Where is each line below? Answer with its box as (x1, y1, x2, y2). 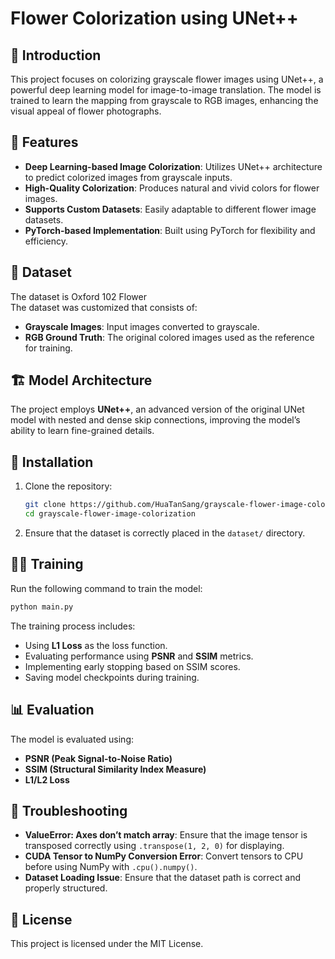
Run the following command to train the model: (10, 582, 203, 594)
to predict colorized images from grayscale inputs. (24, 171, 233, 183)
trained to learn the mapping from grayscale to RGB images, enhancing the (10, 95, 319, 106)
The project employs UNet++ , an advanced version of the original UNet (10, 403, 305, 416)
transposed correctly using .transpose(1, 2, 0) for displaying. (24, 840, 285, 852)
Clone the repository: (24, 480, 113, 492)
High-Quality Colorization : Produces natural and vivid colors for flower (24, 182, 320, 194)
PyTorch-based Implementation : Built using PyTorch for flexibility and (24, 224, 316, 236)
